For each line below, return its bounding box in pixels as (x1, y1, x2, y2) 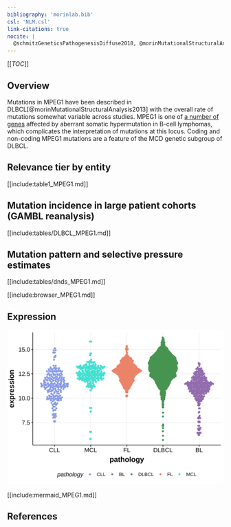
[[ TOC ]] (7, 60, 29, 68)
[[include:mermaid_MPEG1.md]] (7, 491, 98, 499)
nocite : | (7, 33, 36, 40)
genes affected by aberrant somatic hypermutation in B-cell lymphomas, (7, 120, 213, 128)
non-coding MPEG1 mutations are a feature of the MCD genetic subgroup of (7, 134, 223, 142)
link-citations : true (7, 25, 69, 32)
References (7, 511, 58, 522)
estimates (7, 259, 51, 271)
